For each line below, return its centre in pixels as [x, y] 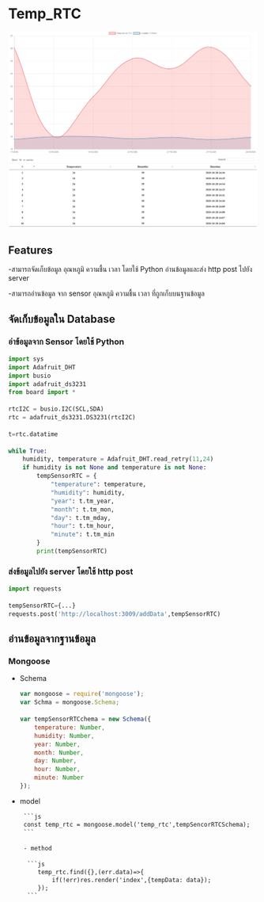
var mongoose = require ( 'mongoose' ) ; [82, 694]
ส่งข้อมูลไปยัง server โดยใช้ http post [71, 571]
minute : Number [59, 778]
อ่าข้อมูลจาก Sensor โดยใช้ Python [66, 342]
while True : [28, 451]
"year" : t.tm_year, [82, 501]
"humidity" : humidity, [88, 492]
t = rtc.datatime [33, 434]
